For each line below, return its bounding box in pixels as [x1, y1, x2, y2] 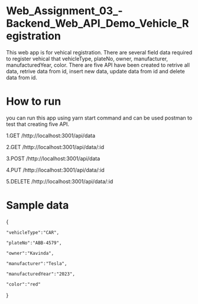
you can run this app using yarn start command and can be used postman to [6, 114, 193, 121]
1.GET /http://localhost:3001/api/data [6, 132, 96, 139]
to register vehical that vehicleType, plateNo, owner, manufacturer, [6, 55, 168, 62]
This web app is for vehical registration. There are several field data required [6, 48, 193, 56]
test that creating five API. [6, 120, 70, 128]
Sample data [6, 199, 69, 212]
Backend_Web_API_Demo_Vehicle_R [6, 17, 189, 30]
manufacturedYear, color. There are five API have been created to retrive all [6, 61, 190, 69]
